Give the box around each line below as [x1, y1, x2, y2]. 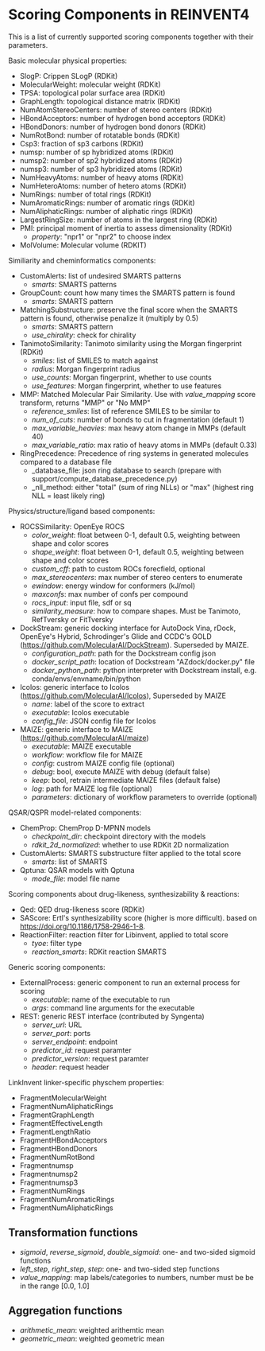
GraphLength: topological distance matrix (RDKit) [19, 96, 181, 106]
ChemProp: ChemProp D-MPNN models [19, 823, 151, 832]
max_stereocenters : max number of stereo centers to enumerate [31, 572, 244, 582]
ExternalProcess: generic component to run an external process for [19, 977, 240, 987]
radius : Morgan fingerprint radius [31, 364, 140, 373]
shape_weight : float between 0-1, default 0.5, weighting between [31, 547, 244, 556]
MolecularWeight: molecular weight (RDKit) [19, 80, 161, 89]
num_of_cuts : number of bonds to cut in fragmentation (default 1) [31, 415, 244, 424]
